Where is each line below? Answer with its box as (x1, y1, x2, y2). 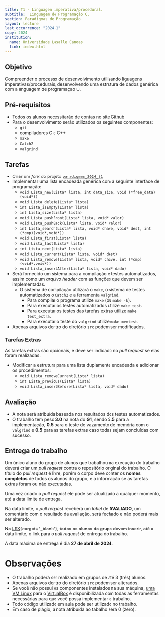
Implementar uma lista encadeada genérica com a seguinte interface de (12, 178, 160, 184)
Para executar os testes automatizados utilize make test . (27, 303, 143, 309)
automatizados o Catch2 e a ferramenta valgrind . (19, 292, 120, 298)
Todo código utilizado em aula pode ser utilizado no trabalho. (12, 601, 138, 607)
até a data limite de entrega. (5, 496, 62, 502)
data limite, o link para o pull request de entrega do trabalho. (5, 530, 128, 537)
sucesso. (12, 432, 31, 438)
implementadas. (12, 281, 46, 287)
